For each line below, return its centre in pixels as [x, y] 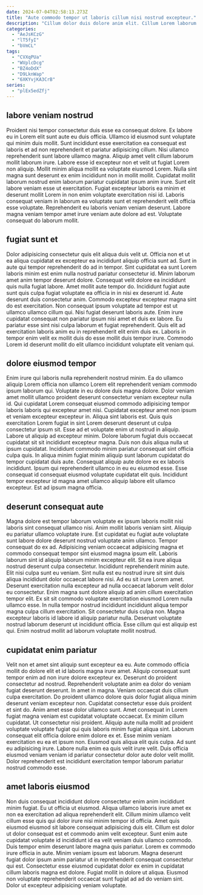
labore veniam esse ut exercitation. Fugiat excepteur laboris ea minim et [96, 188]
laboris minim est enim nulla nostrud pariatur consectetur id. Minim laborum [101, 273]
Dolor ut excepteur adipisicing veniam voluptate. [67, 885]
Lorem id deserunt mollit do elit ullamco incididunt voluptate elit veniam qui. [101, 344]
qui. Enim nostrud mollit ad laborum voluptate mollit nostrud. [82, 631]
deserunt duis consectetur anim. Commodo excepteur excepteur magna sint [101, 299]
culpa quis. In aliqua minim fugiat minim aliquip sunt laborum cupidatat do [98, 455]
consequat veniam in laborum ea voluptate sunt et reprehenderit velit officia [101, 201]
